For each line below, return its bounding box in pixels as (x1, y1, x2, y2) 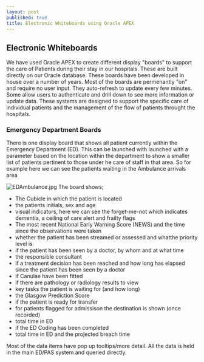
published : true (6, 15, 47, 21)
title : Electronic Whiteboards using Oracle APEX (6, 20, 135, 26)
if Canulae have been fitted (15, 273, 83, 280)
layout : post (6, 9, 39, 15)
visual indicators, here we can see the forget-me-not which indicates (15, 208, 188, 216)
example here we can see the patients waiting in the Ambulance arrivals (6, 165, 186, 172)
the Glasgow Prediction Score (15, 292, 90, 299)
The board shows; (58, 183, 104, 191)
